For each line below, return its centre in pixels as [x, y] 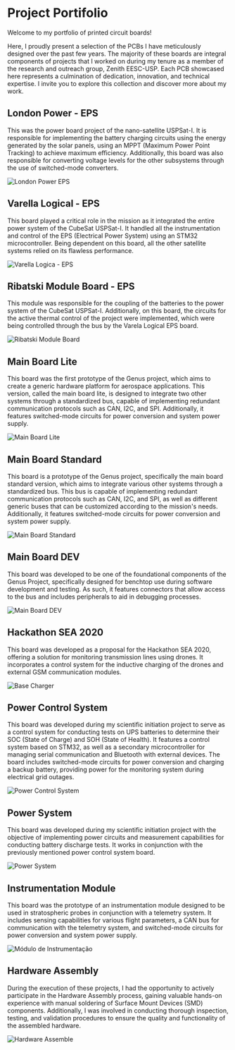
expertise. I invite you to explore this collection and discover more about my [117, 83]
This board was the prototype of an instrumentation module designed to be [116, 905]
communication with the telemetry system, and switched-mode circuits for [115, 928]
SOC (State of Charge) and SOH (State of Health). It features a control [108, 740]
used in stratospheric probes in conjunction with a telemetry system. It [109, 913]
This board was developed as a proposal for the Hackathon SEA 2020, [109, 649]
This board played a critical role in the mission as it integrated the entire [111, 221]
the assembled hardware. [44, 1025]
